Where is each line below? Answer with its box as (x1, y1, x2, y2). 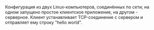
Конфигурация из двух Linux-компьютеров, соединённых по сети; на (5, 4, 150, 10)
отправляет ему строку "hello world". (5, 19, 82, 25)
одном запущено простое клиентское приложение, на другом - (5, 9, 138, 15)
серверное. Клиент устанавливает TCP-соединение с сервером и (5, 15, 143, 20)
